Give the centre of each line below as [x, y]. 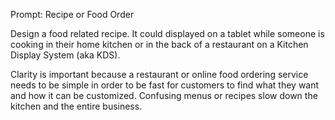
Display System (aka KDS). [65, 55]
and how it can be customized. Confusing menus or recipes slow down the [164, 95]
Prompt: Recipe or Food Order [72, 14]
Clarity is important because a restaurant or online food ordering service [159, 74]
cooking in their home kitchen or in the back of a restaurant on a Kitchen [159, 44]
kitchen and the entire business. [76, 106]
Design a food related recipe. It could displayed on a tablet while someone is [167, 33]
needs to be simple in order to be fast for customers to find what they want [165, 85]
